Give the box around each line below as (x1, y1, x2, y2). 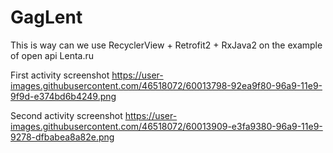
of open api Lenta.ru (10, 49, 95, 61)
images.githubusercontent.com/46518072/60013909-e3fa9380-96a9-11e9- (10, 120, 323, 132)
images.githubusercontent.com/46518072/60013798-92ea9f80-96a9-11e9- (10, 79, 323, 91)
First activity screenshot (10, 69, 110, 81)
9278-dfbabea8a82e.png (10, 131, 115, 143)
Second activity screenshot (10, 109, 123, 121)
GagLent (10, 6, 83, 29)
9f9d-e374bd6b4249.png (10, 90, 117, 102)
